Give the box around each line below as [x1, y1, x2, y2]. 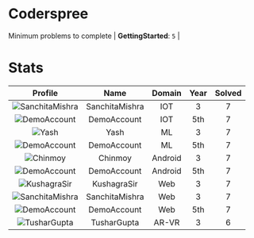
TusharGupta [90, 217, 140, 228]
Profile [32, 87, 58, 98]
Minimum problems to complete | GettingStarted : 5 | [8, 31, 180, 40]
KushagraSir [92, 178, 138, 189]
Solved [214, 87, 242, 98]
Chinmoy [98, 152, 133, 163]
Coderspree [8, 5, 89, 23]
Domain [152, 87, 182, 98]
